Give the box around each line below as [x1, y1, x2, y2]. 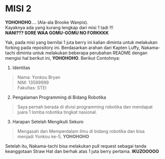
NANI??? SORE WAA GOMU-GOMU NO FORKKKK [5, 30, 109, 36]
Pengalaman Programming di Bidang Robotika [12, 94, 107, 100]
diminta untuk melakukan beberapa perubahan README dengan [16, 50, 148, 56]
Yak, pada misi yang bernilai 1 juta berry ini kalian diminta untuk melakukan [5, 39, 158, 45]
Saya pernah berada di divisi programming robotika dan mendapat [17, 104, 153, 110]
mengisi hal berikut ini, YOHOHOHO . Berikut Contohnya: [5, 55, 120, 61]
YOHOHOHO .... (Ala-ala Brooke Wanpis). [5, 19, 88, 25]
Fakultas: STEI [17, 84, 47, 90]
